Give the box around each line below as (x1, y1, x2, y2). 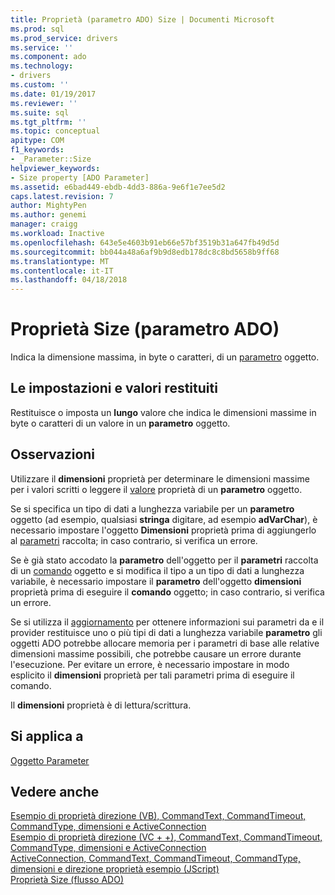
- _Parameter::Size (10, 154, 92, 164)
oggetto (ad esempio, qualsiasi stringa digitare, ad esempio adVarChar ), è (10, 513, 318, 525)
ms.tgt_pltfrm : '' (10, 117, 87, 127)
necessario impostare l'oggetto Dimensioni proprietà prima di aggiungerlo (10, 524, 317, 536)
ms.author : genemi (10, 210, 87, 220)
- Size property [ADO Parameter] (10, 172, 150, 183)
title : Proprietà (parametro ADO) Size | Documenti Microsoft (10, 14, 275, 25)
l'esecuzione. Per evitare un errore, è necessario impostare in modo (10, 658, 290, 670)
